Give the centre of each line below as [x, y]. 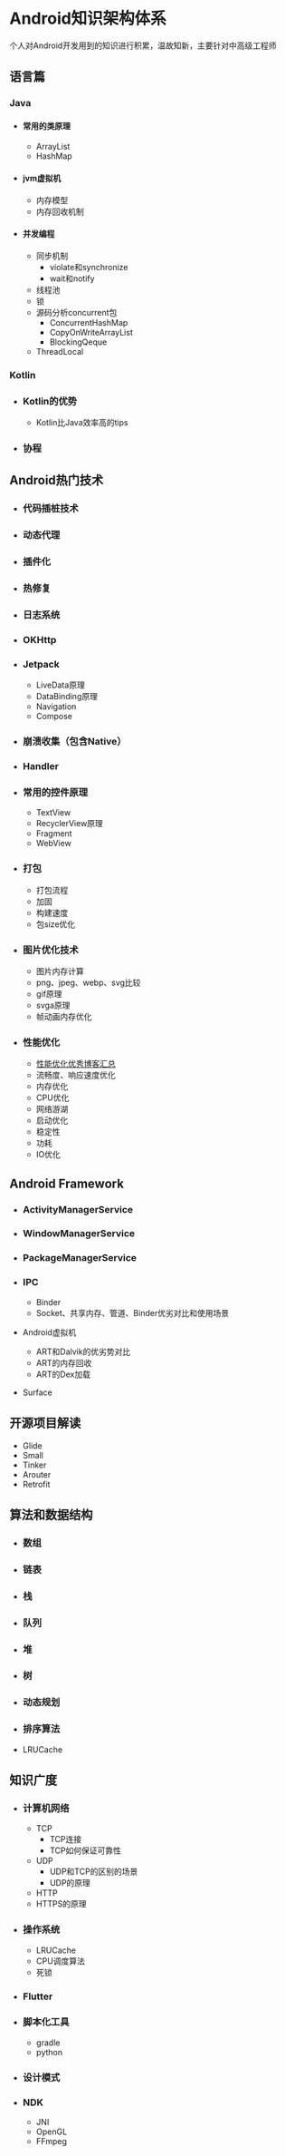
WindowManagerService [79, 1234]
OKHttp [39, 639]
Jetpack [41, 664]
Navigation [56, 707]
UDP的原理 [70, 1883]
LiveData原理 [61, 685]
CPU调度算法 [61, 1961]
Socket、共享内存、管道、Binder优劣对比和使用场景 [132, 1312]
